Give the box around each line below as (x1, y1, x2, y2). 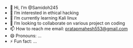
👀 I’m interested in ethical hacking (9, 10, 79, 16)
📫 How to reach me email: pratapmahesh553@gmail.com (9, 26, 128, 31)
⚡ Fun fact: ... (9, 38, 37, 44)
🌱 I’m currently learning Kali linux (9, 15, 77, 21)
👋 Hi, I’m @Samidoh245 (9, 5, 58, 10)
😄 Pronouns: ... (9, 33, 42, 39)
